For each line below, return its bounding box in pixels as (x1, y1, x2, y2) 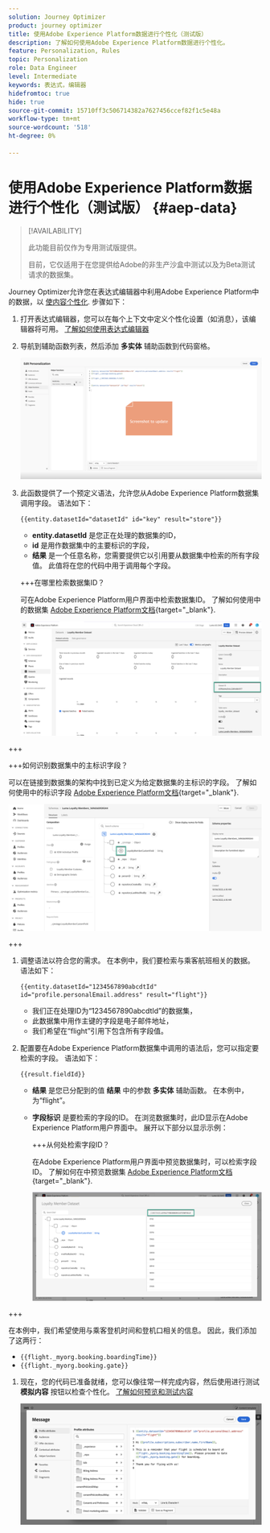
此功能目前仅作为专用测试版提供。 (27, 242, 141, 252)
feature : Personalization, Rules (8, 47, 121, 56)
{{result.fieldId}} (19, 1071, 86, 1079)
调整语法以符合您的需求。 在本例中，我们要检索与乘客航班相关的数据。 (19, 956, 255, 965)
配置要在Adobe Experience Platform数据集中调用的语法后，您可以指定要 (19, 1043, 260, 1053)
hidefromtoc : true (8, 89, 70, 97)
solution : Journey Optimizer (8, 13, 106, 21)
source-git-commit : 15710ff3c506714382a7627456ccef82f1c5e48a (8, 106, 221, 114)
